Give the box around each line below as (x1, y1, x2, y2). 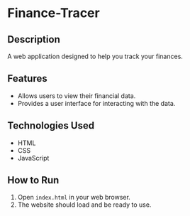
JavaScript (17, 153, 50, 162)
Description (7, 33, 60, 45)
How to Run (7, 174, 60, 186)
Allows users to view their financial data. (17, 91, 136, 100)
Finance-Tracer (7, 5, 101, 21)
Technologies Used (7, 119, 94, 132)
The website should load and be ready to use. (17, 200, 152, 209)
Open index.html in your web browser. (17, 193, 131, 202)
